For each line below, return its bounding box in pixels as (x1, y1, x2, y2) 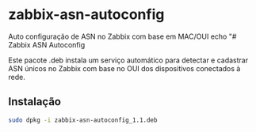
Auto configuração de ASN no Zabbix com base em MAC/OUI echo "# (8, 32, 237, 41)
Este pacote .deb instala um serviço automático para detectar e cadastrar (8, 55, 248, 65)
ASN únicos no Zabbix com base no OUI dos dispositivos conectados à (8, 63, 241, 73)
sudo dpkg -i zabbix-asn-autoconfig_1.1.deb (8, 116, 158, 124)
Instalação (8, 95, 62, 108)
